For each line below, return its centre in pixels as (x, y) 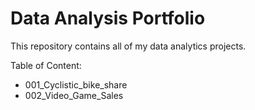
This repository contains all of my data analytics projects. (128, 46)
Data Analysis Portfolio (108, 18)
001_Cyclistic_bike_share (76, 84)
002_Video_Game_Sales (74, 95)
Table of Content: (46, 65)
